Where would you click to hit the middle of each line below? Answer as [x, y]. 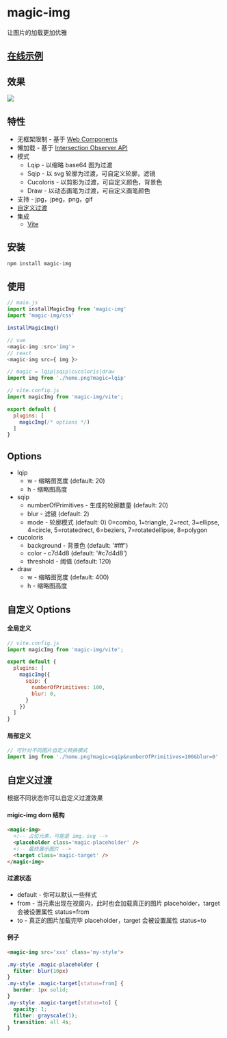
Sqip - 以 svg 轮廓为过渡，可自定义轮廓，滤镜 [91, 173]
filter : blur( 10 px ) [41, 971]
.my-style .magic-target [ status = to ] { [62, 1002]
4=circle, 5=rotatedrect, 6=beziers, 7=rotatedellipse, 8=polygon [117, 530]
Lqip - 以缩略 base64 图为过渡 [70, 165]
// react [19, 353]
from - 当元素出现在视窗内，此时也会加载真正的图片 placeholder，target [118, 903]
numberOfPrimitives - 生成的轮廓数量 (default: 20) [98, 505]
